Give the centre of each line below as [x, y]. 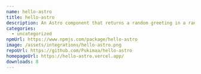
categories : [21, 28]
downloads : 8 [22, 61]
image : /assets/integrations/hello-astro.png [64, 45]
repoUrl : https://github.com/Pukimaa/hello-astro [69, 51]
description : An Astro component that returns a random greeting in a [96, 23]
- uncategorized [32, 34]
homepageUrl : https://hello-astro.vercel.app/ [65, 56]
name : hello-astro [29, 12]
